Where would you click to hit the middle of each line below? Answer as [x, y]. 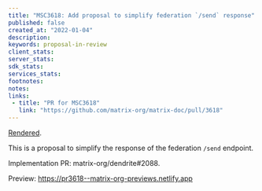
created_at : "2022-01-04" [50, 30]
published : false [37, 23]
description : [30, 37]
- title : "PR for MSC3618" [56, 103]
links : [19, 96]
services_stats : [35, 74]
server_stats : [31, 60]
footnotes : [26, 81]
